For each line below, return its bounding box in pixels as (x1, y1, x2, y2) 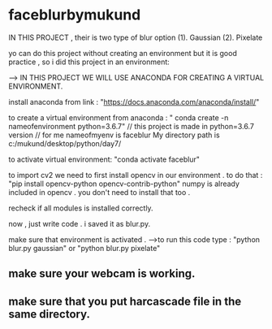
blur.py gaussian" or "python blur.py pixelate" (8, 243, 161, 253)
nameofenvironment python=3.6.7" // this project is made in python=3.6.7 (8, 121, 254, 131)
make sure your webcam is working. (8, 266, 196, 281)
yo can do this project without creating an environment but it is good (8, 48, 237, 58)
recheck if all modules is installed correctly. (8, 203, 153, 213)
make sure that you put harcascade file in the (8, 294, 242, 308)
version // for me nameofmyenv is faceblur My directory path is (8, 130, 221, 140)
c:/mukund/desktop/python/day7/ (8, 138, 122, 148)
